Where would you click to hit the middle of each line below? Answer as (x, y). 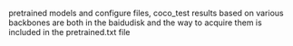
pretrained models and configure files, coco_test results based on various (146, 13)
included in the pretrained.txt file (69, 32)
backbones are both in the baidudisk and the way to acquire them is (135, 23)
